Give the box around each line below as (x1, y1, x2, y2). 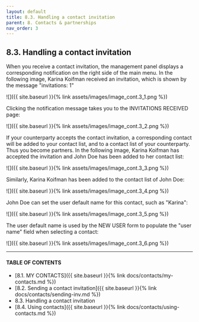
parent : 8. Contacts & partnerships (6, 20, 97, 25)
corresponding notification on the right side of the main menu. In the (6, 69, 173, 76)
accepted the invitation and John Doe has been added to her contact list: (6, 153, 184, 160)
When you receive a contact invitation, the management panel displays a (6, 63, 184, 70)
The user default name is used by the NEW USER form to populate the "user (6, 222, 192, 229)
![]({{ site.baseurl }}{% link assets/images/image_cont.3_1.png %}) (6, 93, 168, 101)
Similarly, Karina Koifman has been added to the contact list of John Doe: (6, 176, 185, 183)
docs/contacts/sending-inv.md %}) (14, 291, 101, 298)
